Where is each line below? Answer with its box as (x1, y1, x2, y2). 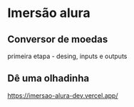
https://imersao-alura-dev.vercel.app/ (7, 91, 118, 100)
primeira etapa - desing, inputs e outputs (7, 52, 128, 60)
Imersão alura (7, 5, 91, 21)
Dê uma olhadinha (7, 72, 90, 84)
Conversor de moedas (7, 33, 108, 45)
